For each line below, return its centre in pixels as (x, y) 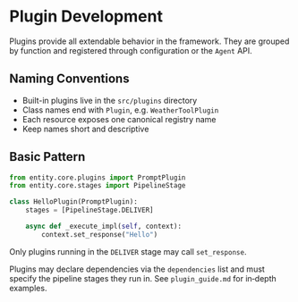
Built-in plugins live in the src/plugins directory (110, 100)
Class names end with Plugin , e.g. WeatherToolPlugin (120, 110)
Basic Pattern (47, 157)
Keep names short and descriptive (85, 129)
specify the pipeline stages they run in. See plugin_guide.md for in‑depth (143, 278)
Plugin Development (86, 17)
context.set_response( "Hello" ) (100, 234)
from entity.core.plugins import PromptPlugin (98, 177)
